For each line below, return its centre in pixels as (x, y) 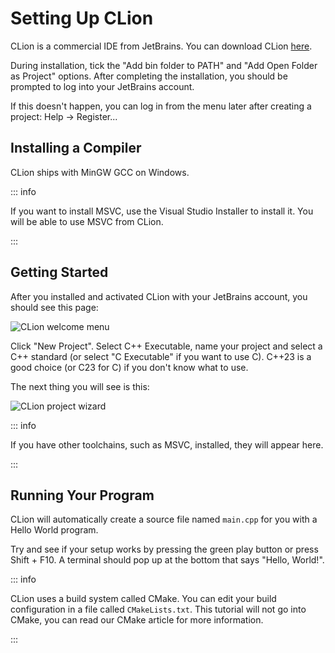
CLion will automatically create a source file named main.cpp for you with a (164, 519)
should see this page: (54, 307)
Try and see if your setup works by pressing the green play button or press (164, 549)
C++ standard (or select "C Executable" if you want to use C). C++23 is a (161, 356)
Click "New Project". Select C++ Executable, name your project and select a (166, 346)
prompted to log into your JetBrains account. (102, 86)
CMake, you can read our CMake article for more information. (137, 620)
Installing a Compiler (76, 148)
